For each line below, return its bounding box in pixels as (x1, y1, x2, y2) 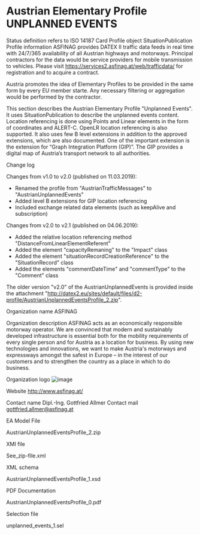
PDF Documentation (6, 487, 56, 494)
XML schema (6, 463, 39, 471)
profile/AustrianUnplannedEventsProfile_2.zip (6, 296, 119, 303)
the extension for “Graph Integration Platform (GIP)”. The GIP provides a (6, 143, 183, 150)
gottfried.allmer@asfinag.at (6, 405, 74, 412)
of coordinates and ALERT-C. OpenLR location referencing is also (6, 124, 168, 131)
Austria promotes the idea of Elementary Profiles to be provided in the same (6, 80, 193, 88)
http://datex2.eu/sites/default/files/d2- (47, 290, 143, 297)
